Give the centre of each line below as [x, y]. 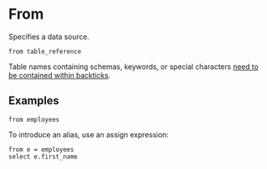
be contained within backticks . [60, 75]
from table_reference [45, 51]
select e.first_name [43, 156]
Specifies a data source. [49, 37]
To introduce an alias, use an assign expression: [88, 134]
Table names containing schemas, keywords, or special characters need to [133, 67]
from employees [34, 119]
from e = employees [41, 149]
